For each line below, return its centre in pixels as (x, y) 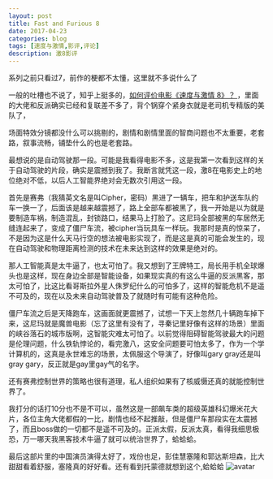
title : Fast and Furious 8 (54, 24)
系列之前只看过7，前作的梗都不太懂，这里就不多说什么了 (103, 78)
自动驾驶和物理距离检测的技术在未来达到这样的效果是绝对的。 (118, 248)
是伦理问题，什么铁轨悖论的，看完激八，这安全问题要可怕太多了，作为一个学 (136, 343)
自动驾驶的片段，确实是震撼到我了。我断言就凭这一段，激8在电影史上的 (135, 170)
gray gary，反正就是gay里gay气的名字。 (76, 364)
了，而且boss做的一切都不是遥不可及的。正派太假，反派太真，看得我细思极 (134, 429)
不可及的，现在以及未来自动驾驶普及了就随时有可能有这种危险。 (115, 296)
